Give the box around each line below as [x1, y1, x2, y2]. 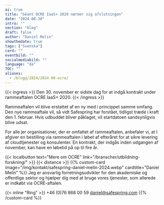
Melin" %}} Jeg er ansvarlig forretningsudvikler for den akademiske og [5, 170, 147, 176]
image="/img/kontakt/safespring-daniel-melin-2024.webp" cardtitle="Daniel [5, 164, 159, 170]
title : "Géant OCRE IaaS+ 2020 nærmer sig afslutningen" [5, 12, 123, 17]
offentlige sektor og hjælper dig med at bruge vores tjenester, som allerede [5, 175, 156, 180]
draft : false [5, 30, 32, 35]
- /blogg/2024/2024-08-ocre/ [9, 76, 69, 80]
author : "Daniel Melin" [5, 35, 54, 40]
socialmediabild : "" [5, 57, 47, 62]
